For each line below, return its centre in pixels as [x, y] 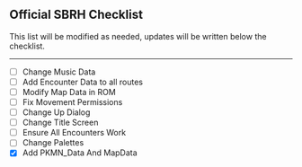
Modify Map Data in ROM [69, 92]
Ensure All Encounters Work [74, 133]
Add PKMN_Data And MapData [80, 153]
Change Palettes [53, 143]
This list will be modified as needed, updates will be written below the [138, 36]
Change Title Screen [60, 123]
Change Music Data [59, 72]
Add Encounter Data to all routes [83, 82]
